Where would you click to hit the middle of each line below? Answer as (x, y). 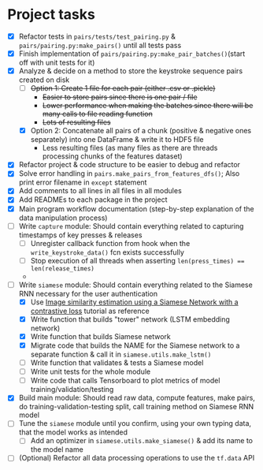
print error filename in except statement (83, 182)
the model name (57, 449)
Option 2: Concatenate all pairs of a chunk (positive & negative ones (141, 131)
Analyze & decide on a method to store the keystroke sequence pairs (131, 71)
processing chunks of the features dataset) (112, 156)
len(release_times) (63, 269)
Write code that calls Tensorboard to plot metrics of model (125, 381)
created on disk (44, 80)
